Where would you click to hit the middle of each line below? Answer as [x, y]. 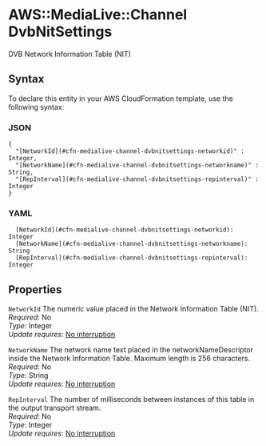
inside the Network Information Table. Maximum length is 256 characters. [129, 359]
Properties [35, 289]
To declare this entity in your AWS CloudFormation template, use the [121, 98]
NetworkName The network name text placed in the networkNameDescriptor [131, 350]
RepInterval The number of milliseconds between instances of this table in [131, 400]
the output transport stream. [55, 408]
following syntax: [36, 106]
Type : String [28, 376]
